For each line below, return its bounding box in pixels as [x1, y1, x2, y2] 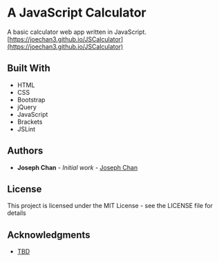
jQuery [17, 102, 37, 111]
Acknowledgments [7, 229, 91, 241]
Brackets [17, 118, 43, 126]
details [7, 209, 26, 217]
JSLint [17, 124, 36, 133]
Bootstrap [17, 95, 46, 104]
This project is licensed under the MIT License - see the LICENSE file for [7, 202, 213, 210]
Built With [7, 62, 50, 74]
